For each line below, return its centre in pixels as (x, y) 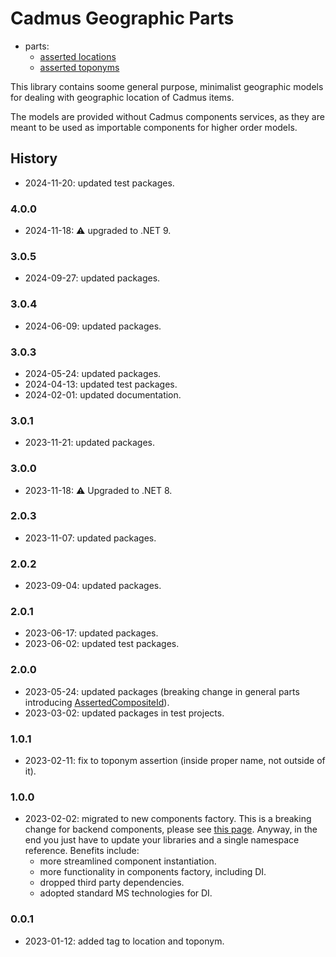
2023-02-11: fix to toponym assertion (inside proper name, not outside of (175, 761)
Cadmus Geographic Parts (122, 18)
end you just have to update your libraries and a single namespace (162, 840)
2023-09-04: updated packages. (93, 586)
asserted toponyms (79, 67)
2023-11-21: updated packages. (90, 443)
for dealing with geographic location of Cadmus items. (122, 97)
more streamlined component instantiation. (128, 861)
